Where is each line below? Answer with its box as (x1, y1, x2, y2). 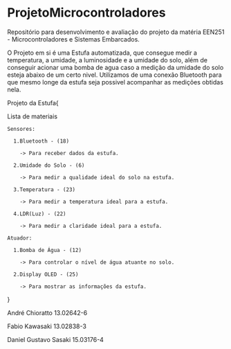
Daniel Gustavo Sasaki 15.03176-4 (7, 335, 104, 343)
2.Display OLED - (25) (13, 271, 79, 278)
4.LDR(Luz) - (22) (13, 210, 67, 217)
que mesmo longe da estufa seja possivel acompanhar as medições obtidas (7, 78, 223, 86)
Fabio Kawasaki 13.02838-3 (7, 322, 86, 330)
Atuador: (7, 234, 33, 242)
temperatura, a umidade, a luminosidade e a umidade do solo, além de (7, 55, 207, 64)
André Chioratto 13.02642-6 (7, 308, 88, 316)
